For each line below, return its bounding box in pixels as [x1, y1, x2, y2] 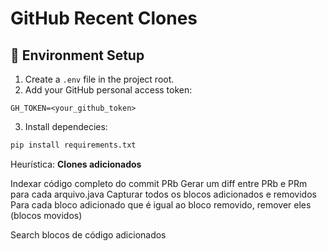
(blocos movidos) [10, 209, 83, 221]
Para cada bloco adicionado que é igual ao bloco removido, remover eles [10, 198, 312, 211]
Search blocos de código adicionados [10, 228, 167, 241]
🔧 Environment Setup [10, 47, 145, 64]
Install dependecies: [24, 121, 108, 132]
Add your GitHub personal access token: [24, 84, 193, 96]
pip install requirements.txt [10, 140, 137, 150]
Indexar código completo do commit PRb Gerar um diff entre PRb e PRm [10, 177, 308, 189]
